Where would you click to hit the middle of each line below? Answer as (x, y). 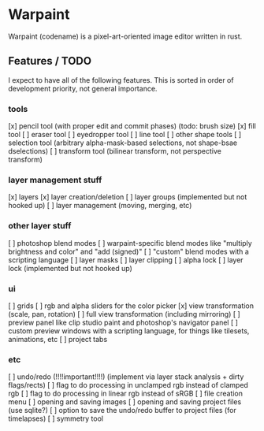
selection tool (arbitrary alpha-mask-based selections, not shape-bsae (123, 143)
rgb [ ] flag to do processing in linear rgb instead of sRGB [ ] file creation (125, 394)
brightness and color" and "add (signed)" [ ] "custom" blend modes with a (129, 251)
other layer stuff (40, 226)
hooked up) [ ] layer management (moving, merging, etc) (100, 206)
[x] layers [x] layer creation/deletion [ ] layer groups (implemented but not (128, 197)
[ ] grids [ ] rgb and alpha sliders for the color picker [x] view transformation (131, 306)
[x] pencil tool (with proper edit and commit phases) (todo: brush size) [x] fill (132, 126)
